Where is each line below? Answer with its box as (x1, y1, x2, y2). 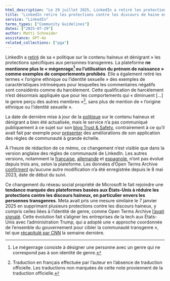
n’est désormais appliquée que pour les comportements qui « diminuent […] (5, 92, 163, 98)
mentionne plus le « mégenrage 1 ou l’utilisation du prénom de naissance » (5, 65, 164, 72)
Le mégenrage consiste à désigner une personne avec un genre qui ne (12, 244, 160, 250)
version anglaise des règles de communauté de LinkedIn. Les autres (5, 150, 147, 156)
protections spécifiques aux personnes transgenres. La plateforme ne (5, 59, 151, 66)
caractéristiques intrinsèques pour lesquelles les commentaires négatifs (5, 82, 155, 88)
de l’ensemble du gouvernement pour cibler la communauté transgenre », (5, 224, 159, 231)
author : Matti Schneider (5, 31, 58, 36)
